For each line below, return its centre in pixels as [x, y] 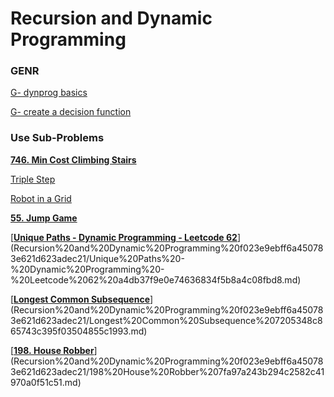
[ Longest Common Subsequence [80, 299]
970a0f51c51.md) [46, 382]
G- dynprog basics [49, 93]
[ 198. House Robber [52, 350]
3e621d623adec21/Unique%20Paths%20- [97, 258]
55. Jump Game [44, 218]
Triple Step [33, 179]
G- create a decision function [71, 112]
